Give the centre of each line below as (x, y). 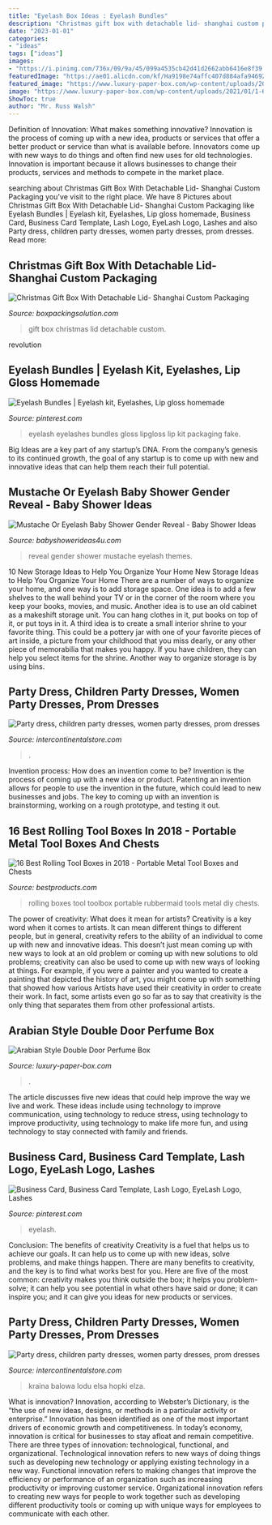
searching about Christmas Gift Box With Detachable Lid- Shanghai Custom (134, 188)
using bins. (27, 666)
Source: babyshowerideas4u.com (65, 540)
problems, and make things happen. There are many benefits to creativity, (132, 1262)
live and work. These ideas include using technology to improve (115, 1106)
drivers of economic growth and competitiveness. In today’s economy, (125, 1427)
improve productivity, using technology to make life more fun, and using (128, 1123)
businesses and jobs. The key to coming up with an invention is (114, 797)
